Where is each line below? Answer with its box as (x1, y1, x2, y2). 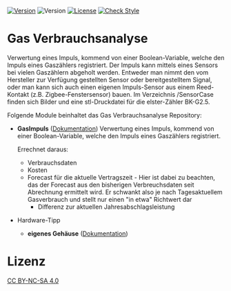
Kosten (27, 166, 48, 174)
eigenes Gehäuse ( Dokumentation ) (27, 229, 129, 238)
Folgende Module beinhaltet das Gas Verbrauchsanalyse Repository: (7, 111, 202, 119)
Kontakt (7, 90, 30, 98)
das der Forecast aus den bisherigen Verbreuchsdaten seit (27, 180, 194, 189)
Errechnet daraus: (17, 145, 69, 153)
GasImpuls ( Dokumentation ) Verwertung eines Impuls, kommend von (17, 124, 214, 133)
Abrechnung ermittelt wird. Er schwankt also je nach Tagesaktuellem (27, 187, 223, 196)
